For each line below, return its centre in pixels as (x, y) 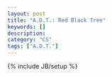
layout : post (27, 14)
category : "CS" (30, 40)
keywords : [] (27, 27)
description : (27, 33)
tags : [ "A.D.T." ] (33, 46)
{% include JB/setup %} (43, 66)
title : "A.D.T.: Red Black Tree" (57, 20)
